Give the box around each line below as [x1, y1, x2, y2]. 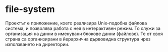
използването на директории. [5, 41, 70, 47]
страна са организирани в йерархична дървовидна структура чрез [5, 36, 151, 42]
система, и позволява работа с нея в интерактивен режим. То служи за [5, 25, 160, 31]
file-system [5, 3, 55, 15]
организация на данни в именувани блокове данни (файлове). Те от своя [5, 30, 163, 36]
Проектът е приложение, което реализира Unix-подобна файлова [5, 20, 147, 26]
